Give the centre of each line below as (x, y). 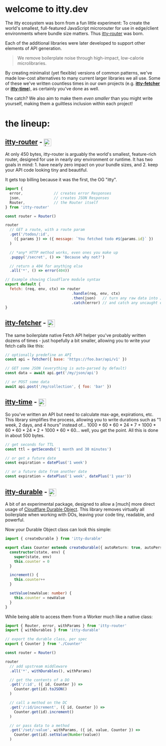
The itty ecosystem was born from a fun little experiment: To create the (78, 23)
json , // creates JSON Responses (60, 198)
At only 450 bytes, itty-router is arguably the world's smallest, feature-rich (81, 154)
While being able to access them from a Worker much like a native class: (79, 616)
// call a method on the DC (39, 703)
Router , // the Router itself (54, 203)
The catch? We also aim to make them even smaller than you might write (79, 98)
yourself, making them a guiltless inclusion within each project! (69, 103)
